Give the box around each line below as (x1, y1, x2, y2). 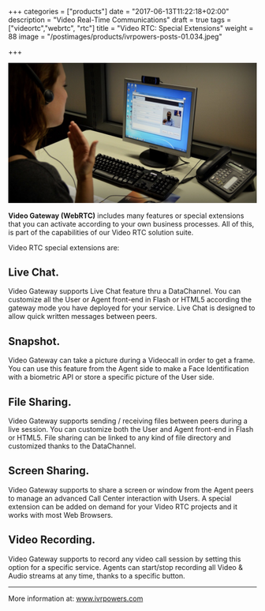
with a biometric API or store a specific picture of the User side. (8, 373, 215, 382)
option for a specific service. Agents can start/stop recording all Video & (8, 562, 243, 572)
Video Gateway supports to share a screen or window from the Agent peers (8, 485, 254, 494)
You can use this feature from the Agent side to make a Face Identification (8, 364, 249, 373)
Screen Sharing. (8, 464, 89, 478)
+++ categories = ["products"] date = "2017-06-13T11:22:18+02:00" (8, 7, 230, 16)
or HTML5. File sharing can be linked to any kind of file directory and (8, 433, 231, 442)
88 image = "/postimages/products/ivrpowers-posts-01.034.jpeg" (8, 32, 222, 41)
